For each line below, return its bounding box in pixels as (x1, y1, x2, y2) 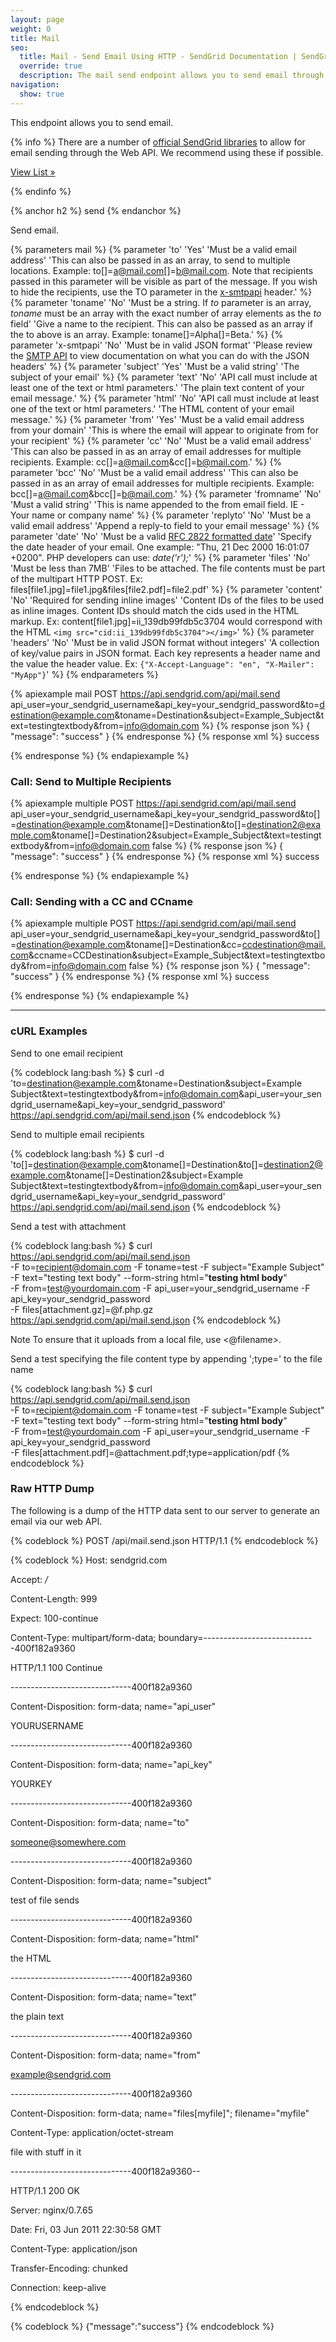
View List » (10, 166, 56, 178)
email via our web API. (10, 1515, 103, 1527)
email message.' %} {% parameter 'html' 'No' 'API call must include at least (10, 392, 320, 404)
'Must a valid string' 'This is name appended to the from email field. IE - (10, 498, 305, 510)
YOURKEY (10, 1777, 53, 1790)
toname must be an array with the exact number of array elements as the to (10, 307, 322, 319)
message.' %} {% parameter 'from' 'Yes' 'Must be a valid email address (10, 413, 305, 425)
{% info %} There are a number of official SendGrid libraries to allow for (10, 136, 306, 148)
